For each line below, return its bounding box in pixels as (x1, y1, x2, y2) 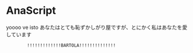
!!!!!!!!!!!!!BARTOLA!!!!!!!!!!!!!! (27, 42, 116, 48)
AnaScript (6, 4, 57, 17)
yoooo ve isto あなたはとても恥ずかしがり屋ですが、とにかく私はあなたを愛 (6, 24, 188, 31)
